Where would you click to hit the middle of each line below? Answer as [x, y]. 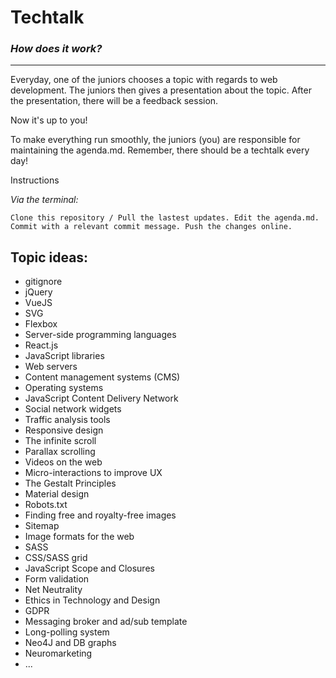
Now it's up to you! [49, 120]
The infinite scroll [60, 441]
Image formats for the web [79, 537]
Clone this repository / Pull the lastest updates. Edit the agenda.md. [165, 218]
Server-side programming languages [100, 335]
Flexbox [41, 324]
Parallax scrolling [60, 452]
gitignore [43, 282]
